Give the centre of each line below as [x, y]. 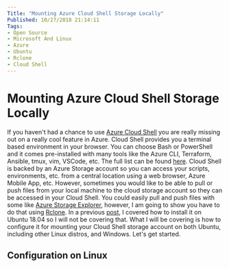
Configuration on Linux [57, 255]
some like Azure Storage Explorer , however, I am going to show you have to [114, 205]
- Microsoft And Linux [39, 39]
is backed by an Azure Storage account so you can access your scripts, [109, 168]
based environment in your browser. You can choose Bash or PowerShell [110, 146]
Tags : [15, 26]
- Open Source [27, 33]
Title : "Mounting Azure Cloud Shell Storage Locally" [86, 13]
